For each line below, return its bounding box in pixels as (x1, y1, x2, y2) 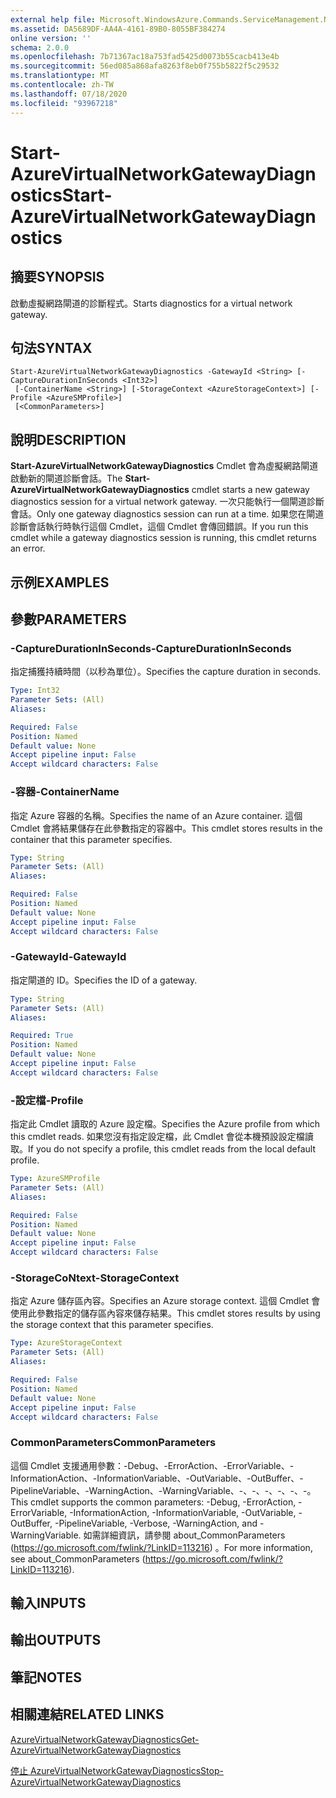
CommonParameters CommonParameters (10, 1436, 217, 1450)
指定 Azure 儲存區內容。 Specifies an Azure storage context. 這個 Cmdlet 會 (10, 1295, 321, 1307)
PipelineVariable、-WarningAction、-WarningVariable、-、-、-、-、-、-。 (10, 1484, 317, 1496)
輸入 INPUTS (10, 1595, 87, 1612)
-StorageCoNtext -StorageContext (10, 1271, 180, 1285)
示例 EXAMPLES (10, 574, 110, 591)
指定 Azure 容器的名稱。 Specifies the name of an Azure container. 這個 (10, 809, 303, 821)
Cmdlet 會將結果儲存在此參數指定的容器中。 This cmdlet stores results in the (10, 822, 323, 834)
